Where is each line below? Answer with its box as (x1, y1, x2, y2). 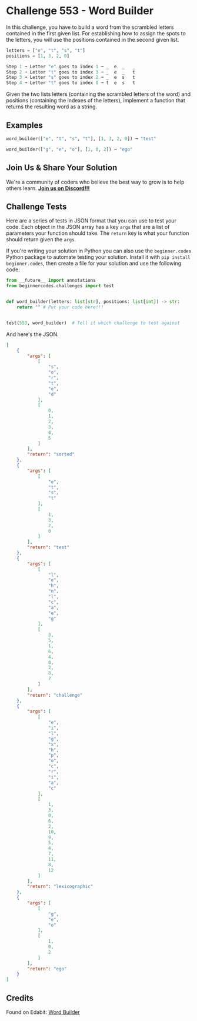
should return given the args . (6, 236, 76, 243)
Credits (6, 993, 34, 1003)
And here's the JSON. (6, 331, 59, 338)
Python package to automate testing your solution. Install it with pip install (6, 254, 191, 261)
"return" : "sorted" (27, 451, 75, 457)
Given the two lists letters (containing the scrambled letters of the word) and (6, 91, 191, 98)
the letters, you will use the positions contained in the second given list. (6, 36, 179, 43)
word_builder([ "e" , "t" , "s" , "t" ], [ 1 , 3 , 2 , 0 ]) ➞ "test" (6, 136, 157, 142)
